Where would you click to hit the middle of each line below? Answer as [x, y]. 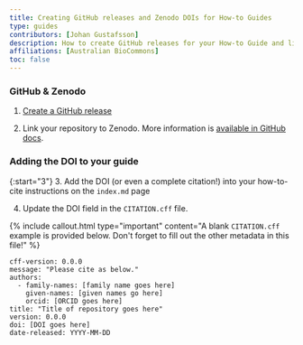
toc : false [30, 60]
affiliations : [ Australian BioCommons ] [84, 51]
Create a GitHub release [67, 111]
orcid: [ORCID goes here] [74, 301]
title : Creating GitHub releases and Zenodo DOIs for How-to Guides [141, 18]
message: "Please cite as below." [74, 269]
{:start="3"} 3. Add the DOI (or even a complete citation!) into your [133, 181]
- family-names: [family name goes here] [96, 285]
